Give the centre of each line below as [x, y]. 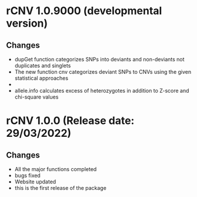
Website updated [35, 182]
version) [27, 23]
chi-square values [36, 97]
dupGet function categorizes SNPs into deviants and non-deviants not [99, 59]
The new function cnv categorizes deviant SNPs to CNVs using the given [103, 72]
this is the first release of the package [61, 188]
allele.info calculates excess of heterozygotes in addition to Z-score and [102, 91]
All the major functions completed [56, 169]
